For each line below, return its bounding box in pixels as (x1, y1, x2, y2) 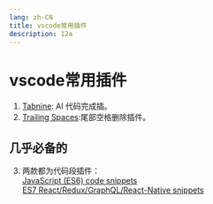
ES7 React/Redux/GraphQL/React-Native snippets (21, 185, 205, 195)
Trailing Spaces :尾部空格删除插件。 (21, 112, 151, 123)
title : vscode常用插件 (9, 21, 87, 30)
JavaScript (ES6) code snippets (21, 176, 138, 186)
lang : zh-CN (9, 12, 53, 22)
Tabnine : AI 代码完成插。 (21, 101, 112, 111)
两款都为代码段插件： (21, 165, 100, 177)
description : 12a (9, 29, 73, 38)
